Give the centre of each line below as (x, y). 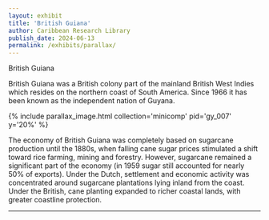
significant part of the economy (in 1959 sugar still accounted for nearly (126, 166)
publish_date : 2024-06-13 (51, 38)
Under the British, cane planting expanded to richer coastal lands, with (124, 191)
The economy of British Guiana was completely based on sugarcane (121, 140)
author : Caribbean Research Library (69, 30)
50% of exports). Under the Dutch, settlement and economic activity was (129, 174)
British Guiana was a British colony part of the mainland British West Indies (131, 84)
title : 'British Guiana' (50, 23)
